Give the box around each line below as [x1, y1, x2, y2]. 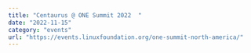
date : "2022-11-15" [8, 19, 72, 26]
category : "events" [8, 26, 72, 34]
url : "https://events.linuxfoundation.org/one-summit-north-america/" [8, 33, 244, 41]
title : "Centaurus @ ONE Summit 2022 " [8, 11, 143, 19]
